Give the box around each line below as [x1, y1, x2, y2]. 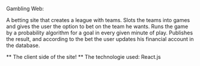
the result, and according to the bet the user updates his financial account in [6, 36, 194, 42]
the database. [6, 42, 41, 49]
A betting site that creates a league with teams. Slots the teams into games [6, 17, 190, 23]
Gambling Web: [6, 5, 44, 12]
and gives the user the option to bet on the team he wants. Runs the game [6, 23, 189, 30]
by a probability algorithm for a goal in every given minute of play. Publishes [6, 29, 193, 36]
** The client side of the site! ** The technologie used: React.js [6, 54, 161, 60]
